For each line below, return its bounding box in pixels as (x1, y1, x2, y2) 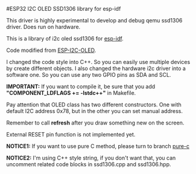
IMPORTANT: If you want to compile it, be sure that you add (6, 83, 156, 90)
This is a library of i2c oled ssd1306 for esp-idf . (6, 35, 124, 42)
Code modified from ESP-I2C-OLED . (6, 47, 96, 54)
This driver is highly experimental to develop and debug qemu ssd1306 (6, 17, 183, 24)
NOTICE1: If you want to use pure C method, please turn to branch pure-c (6, 143, 190, 150)
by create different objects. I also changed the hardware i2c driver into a (6, 65, 186, 72)
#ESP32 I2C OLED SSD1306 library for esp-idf (6, 5, 121, 12)
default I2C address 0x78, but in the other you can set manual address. (6, 108, 183, 114)
